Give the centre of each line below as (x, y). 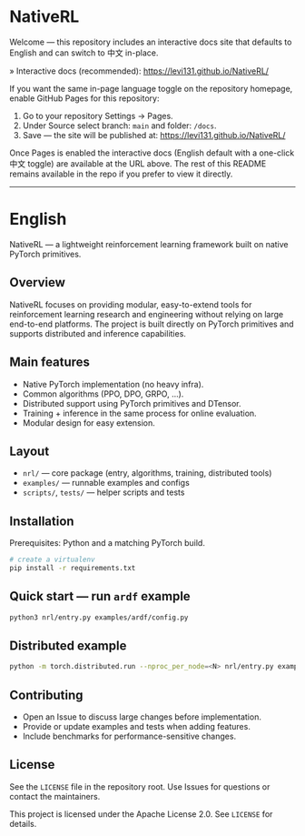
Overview (38, 282)
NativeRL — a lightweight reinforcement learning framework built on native (149, 244)
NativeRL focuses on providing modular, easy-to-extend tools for (131, 304)
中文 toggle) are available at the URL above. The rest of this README (138, 163)
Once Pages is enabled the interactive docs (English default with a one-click (152, 153)
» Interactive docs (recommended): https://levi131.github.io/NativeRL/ (139, 71)
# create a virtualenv (52, 560)
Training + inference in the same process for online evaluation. (139, 413)
